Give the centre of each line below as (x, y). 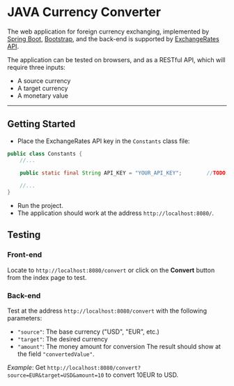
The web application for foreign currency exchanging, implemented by (108, 31)
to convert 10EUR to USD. (142, 375)
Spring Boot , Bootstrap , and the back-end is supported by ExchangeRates (113, 38)
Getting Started (41, 124)
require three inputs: (37, 67)
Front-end (25, 255)
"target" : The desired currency (62, 339)
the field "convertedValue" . (56, 354)
